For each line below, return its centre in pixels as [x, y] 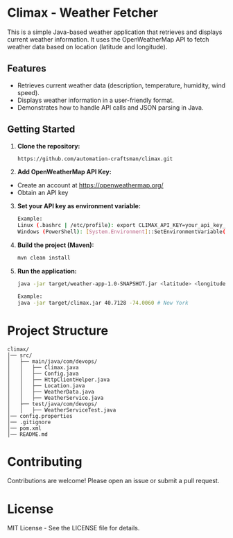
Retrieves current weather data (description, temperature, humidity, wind [121, 85]
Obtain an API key [43, 193]
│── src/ [20, 355]
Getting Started [41, 129]
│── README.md [28, 434]
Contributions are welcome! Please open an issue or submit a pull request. [113, 481]
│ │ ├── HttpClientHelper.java [59, 380]
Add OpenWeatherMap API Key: [64, 172]
